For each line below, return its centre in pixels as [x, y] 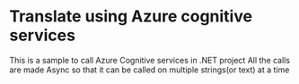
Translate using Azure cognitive [131, 17]
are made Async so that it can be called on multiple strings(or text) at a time [149, 70]
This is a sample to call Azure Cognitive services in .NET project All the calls [149, 60]
